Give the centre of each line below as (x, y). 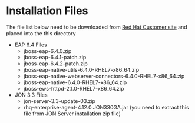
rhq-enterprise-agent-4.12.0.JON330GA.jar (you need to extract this (106, 107)
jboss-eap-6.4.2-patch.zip (56, 64)
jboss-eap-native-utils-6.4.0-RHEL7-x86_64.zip (81, 69)
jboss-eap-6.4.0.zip (47, 51)
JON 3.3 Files (31, 95)
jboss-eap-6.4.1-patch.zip (55, 57)
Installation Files (47, 11)
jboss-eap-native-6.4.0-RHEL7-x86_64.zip (75, 82)
